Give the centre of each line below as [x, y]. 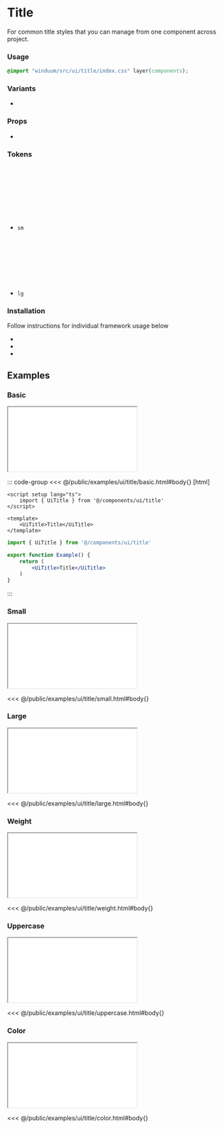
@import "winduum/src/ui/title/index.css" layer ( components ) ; [98, 71]
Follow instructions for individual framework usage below [88, 326]
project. [18, 38]
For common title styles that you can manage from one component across [112, 32]
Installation [26, 310]
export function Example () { [49, 555]
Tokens [20, 154]
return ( [32, 561]
